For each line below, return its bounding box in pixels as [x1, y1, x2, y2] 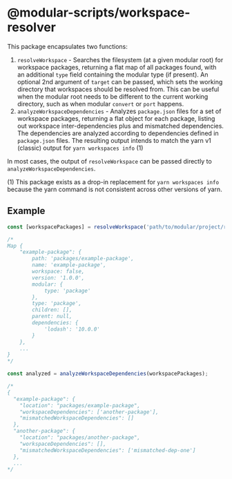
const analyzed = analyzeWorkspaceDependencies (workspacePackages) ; [7, 371, 209, 378]
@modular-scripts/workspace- [7, 5, 191, 21]
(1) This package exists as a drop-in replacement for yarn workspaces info [7, 177, 220, 186]
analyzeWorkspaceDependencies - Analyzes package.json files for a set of [17, 107, 222, 115]
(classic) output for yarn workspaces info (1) [17, 144, 144, 152]
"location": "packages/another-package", [19, 434, 140, 441]
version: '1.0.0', [32, 274, 85, 281]
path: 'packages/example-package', [32, 255, 135, 262]
